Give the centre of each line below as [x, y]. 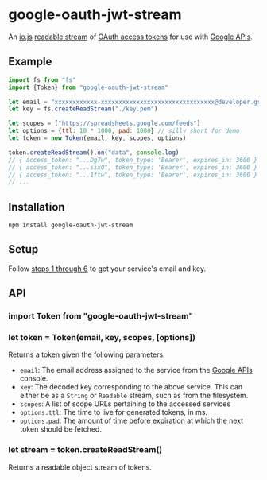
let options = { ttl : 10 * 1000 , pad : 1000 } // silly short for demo [124, 131]
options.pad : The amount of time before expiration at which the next [132, 421]
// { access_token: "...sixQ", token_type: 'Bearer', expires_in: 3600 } [133, 167]
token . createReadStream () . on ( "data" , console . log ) [94, 153]
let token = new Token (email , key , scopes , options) [97, 138]
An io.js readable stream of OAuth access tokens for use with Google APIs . [130, 37]
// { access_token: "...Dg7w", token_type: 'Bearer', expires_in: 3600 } [133, 160]
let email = [28, 102]
